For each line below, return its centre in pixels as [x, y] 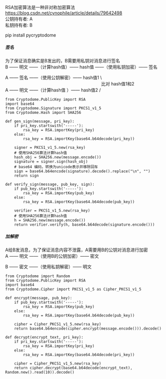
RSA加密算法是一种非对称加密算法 [40, 7]
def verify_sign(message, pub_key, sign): [50, 184]
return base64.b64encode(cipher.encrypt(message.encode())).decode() [88, 329]
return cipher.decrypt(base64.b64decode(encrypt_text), [74, 368]
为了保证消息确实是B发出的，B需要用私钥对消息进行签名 [63, 60]
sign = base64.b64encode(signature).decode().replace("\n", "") [82, 171]
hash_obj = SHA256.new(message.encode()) [58, 157]
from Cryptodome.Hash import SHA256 [43, 112]
